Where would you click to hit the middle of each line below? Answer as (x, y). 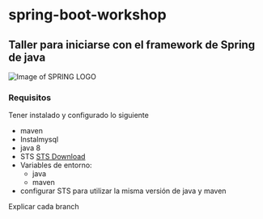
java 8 (30, 148)
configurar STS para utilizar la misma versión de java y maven (123, 191)
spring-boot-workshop (88, 15)
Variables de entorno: (56, 165)
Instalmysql (39, 140)
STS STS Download (53, 157)
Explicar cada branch (44, 207)
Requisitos (30, 97)
